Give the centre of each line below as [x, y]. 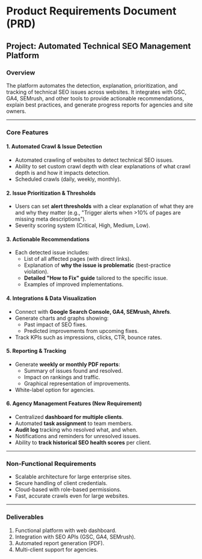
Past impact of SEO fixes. [55, 324]
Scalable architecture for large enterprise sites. [73, 477]
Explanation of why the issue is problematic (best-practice [97, 265]
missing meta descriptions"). [50, 219]
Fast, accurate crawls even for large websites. [72, 496]
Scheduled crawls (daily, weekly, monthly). [68, 179]
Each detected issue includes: [52, 252]
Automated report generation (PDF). [60, 543]
